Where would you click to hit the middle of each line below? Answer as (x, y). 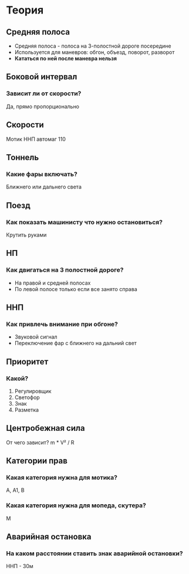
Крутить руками (26, 235)
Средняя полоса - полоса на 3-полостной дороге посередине (93, 46)
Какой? (17, 378)
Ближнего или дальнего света (44, 187)
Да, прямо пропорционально (43, 106)
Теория (25, 10)
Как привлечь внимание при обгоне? (62, 324)
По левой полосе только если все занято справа (76, 289)
